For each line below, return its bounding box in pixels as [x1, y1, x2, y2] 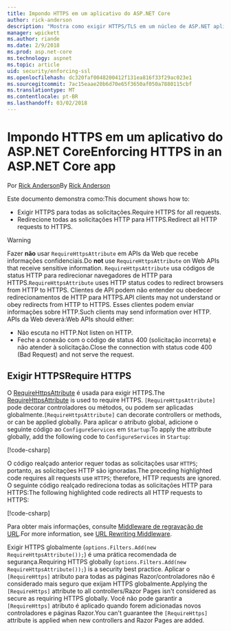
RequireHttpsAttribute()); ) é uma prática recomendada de [7, 550, 177, 558]
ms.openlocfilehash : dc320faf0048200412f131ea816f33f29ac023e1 [7, 74, 192, 81]
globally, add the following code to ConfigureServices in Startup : [7, 432, 190, 440]
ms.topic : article [7, 61, 60, 68]
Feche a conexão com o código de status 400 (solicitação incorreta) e [16, 335, 217, 344]
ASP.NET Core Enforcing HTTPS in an [7, 144, 222, 160]
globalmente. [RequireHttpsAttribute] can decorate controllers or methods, [7, 410, 222, 418]
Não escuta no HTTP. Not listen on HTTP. [16, 328, 133, 336]
